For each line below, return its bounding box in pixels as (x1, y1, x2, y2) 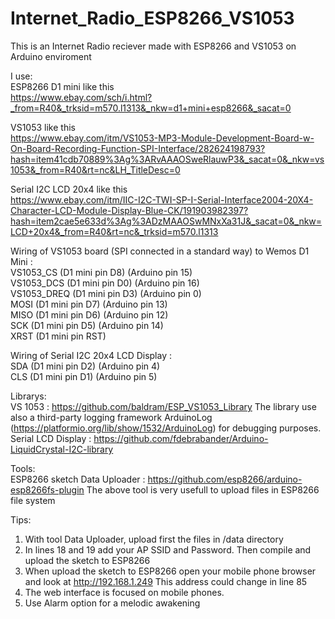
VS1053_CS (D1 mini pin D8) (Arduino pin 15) (10, 266, 193, 278)
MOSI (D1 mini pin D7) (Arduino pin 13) (10, 298, 168, 310)
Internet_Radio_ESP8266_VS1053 (10, 7, 295, 30)
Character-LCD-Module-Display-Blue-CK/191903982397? (10, 204, 249, 216)
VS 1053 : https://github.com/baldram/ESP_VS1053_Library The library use (10, 400, 317, 412)
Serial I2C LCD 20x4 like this (10, 183, 128, 195)
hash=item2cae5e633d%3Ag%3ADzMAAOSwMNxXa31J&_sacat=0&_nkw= (10, 215, 323, 227)
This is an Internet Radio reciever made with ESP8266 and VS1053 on (10, 40, 297, 52)
